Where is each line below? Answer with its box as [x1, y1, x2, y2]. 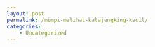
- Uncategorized [19, 29, 67, 37]
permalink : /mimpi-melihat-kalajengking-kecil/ [6, 17, 149, 23]
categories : [6, 23, 41, 30]
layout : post [6, 10, 45, 17]
